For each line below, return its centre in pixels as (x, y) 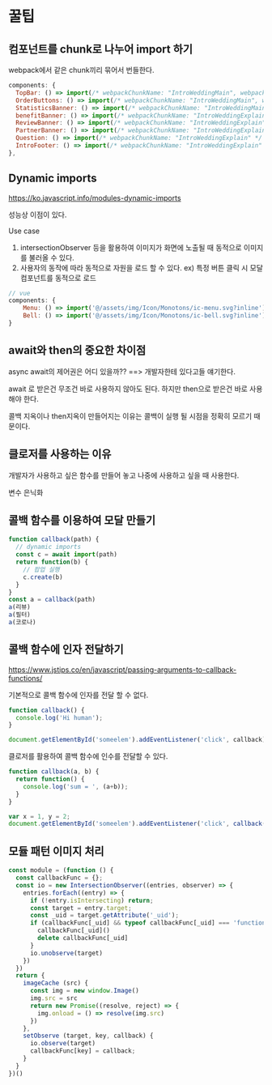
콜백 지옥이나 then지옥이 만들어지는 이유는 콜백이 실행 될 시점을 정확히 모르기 (130, 416)
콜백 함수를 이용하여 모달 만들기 (82, 520)
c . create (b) (43, 577)
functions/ (25, 678)
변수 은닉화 (26, 492)
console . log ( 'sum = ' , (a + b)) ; (76, 786)
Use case (24, 231)
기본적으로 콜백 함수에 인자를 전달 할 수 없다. (79, 695)
